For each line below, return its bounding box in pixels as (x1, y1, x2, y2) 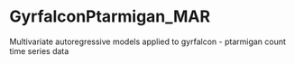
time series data (9, 45, 69, 56)
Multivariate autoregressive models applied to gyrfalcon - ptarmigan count (9, 36, 287, 47)
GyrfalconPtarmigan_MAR (9, 6, 210, 27)
